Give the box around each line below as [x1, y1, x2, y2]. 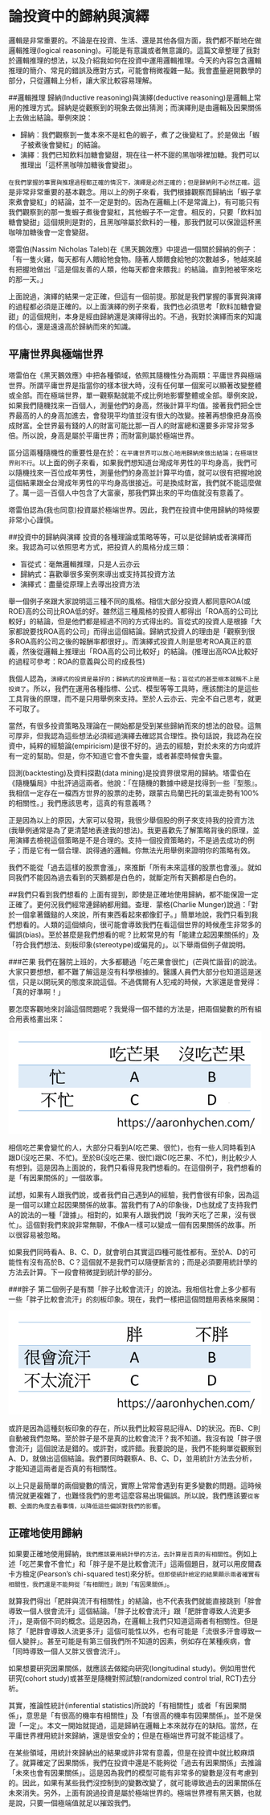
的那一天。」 [8, 274, 47, 284]
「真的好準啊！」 [8, 987, 65, 996]
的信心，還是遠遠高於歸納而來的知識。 [8, 321, 135, 331]
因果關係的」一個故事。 [29, 1173, 107, 1183]
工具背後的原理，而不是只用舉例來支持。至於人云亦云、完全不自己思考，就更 [8, 693, 262, 703]
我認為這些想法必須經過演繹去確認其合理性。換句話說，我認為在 [43, 730, 255, 740]
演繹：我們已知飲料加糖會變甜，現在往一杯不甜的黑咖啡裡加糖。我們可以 [19, 149, 260, 159]
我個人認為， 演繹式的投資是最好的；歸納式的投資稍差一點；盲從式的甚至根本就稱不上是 [8, 673, 260, 683]
